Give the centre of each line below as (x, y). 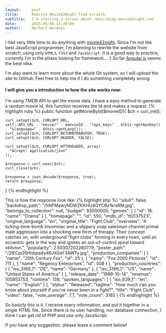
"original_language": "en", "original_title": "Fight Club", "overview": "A (76, 221)
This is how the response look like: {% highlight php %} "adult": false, (76, 200)
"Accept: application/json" (39, 151)
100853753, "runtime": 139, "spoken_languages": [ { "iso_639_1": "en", (77, 279)
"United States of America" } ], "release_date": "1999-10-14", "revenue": (79, 274)
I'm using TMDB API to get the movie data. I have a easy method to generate (83, 101)
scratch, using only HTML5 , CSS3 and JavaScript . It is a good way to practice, (82, 53)
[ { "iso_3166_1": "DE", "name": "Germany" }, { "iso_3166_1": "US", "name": (80, 269)
